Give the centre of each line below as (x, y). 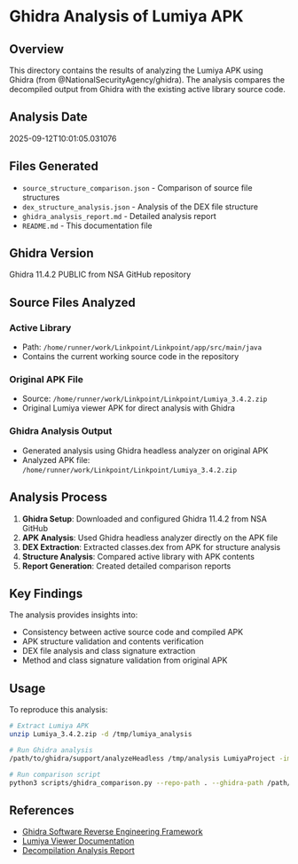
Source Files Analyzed (72, 302)
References (42, 810)
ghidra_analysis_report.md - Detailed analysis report (119, 216)
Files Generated (54, 166)
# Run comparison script (55, 774)
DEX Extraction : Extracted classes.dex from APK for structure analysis (151, 546)
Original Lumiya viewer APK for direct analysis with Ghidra (128, 408)
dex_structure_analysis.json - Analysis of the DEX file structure (140, 207)
